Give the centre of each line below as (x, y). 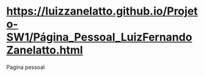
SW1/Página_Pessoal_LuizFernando (99, 37)
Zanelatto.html (45, 50)
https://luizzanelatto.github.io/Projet (102, 11)
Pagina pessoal (26, 67)
